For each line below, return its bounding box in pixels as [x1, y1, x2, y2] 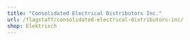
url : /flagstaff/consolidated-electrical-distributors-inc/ [7, 16, 184, 23]
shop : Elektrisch [7, 22, 57, 29]
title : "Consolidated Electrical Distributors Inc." [7, 9, 162, 17]
